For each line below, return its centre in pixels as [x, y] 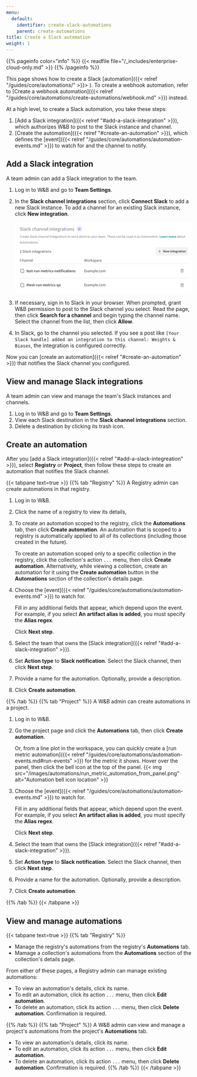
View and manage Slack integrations [74, 382]
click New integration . [42, 214]
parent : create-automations [51, 31]
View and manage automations [64, 921]
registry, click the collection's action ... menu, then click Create [93, 560]
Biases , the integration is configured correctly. [71, 345]
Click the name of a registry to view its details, [71, 512]
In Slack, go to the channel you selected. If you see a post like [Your [97, 333]
